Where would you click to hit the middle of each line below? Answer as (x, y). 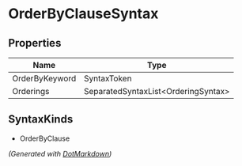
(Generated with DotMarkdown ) (60, 153)
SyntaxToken (108, 78)
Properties (35, 43)
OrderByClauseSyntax (83, 14)
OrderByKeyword (44, 78)
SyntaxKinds (41, 119)
